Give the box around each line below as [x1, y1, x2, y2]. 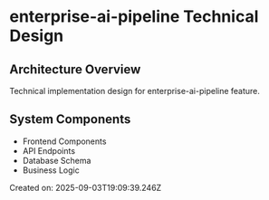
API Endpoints [22, 145, 75, 156]
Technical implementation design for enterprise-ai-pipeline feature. [9, 86, 261, 96]
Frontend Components [22, 136, 107, 147]
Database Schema [22, 155, 91, 166]
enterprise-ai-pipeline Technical [9, 6, 259, 27]
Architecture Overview [9, 62, 141, 77]
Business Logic [22, 165, 80, 176]
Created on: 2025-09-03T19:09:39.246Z [9, 182, 162, 193]
